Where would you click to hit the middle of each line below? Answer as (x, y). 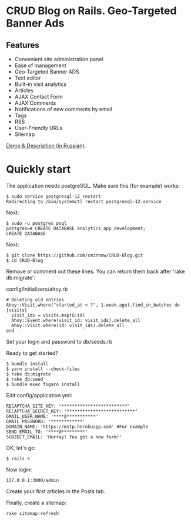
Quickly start (38, 169)
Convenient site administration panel (59, 59)
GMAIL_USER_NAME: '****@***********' (52, 416)
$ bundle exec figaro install (43, 384)
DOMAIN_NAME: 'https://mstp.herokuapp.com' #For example (77, 427)
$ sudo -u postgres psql (36, 223)
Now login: (19, 470)
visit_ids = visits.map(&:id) (48, 315)
